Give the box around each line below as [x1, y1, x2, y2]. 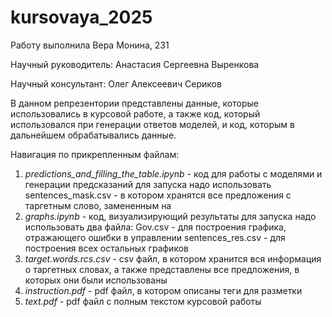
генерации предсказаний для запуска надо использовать [24, 178, 272, 190]
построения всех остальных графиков [24, 242, 189, 254]
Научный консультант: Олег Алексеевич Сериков [10, 77, 222, 90]
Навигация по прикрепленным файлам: [10, 148, 180, 160]
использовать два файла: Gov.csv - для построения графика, [24, 221, 287, 233]
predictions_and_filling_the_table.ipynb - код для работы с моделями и [24, 167, 323, 180]
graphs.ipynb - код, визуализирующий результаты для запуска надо [24, 210, 317, 222]
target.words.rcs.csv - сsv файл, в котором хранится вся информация [24, 252, 322, 265]
